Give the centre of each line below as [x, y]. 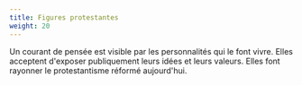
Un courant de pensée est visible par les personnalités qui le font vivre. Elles [151, 51]
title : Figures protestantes [64, 17]
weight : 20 [30, 26]
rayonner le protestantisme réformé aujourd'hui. [98, 70]
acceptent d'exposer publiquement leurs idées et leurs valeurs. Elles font [145, 61]
